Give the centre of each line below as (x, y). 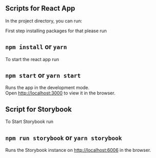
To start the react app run (32, 59)
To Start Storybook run (29, 122)
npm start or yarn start (43, 76)
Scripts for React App (40, 8)
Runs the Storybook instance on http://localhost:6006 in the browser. (78, 150)
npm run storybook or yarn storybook (64, 138)
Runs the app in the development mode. (47, 88)
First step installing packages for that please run (56, 31)
